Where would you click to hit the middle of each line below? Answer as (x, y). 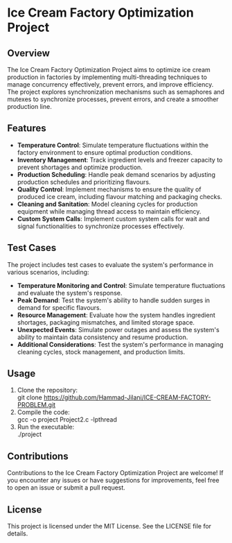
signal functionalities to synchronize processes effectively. (101, 226)
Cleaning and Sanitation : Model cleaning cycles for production (107, 204)
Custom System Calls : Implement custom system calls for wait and (113, 218)
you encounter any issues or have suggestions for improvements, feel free (113, 481)
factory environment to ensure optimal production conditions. (105, 152)
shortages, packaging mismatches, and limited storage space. (106, 322)
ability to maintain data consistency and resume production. (102, 337)
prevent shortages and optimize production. (80, 167)
